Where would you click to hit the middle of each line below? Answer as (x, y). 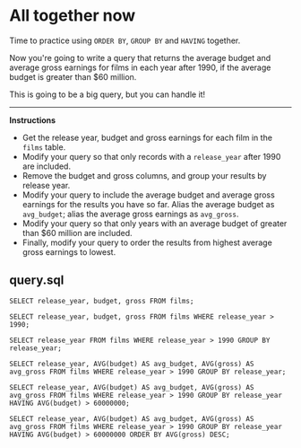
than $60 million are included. (77, 233)
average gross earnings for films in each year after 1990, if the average (140, 67)
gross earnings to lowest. (69, 251)
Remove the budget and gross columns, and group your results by (144, 175)
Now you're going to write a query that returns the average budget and (140, 57)
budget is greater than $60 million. (73, 76)
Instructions (33, 120)
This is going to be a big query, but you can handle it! (107, 94)
